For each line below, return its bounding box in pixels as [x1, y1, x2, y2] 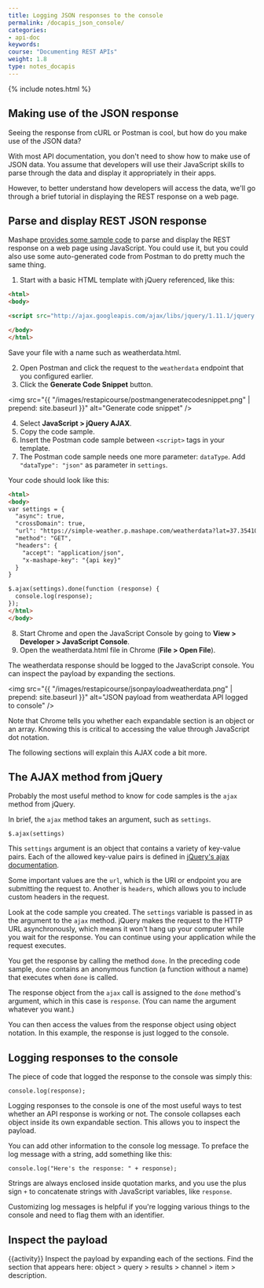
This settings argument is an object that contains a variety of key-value [8, 843, 241, 853]
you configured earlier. [19, 371, 93, 381]
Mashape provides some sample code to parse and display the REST [8, 235, 231, 244]
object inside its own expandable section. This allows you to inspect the [8, 1118, 241, 1127]
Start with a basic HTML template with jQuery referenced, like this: [19, 276, 235, 285]
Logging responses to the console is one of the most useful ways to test [8, 1101, 242, 1111]
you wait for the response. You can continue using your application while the [8, 932, 256, 942]
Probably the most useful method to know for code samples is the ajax [8, 791, 238, 801]
